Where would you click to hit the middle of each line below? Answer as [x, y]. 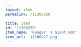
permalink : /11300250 [28, 14]
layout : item [19, 10]
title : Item [18, 23]
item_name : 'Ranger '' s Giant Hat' [42, 33]
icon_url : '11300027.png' [32, 37]
